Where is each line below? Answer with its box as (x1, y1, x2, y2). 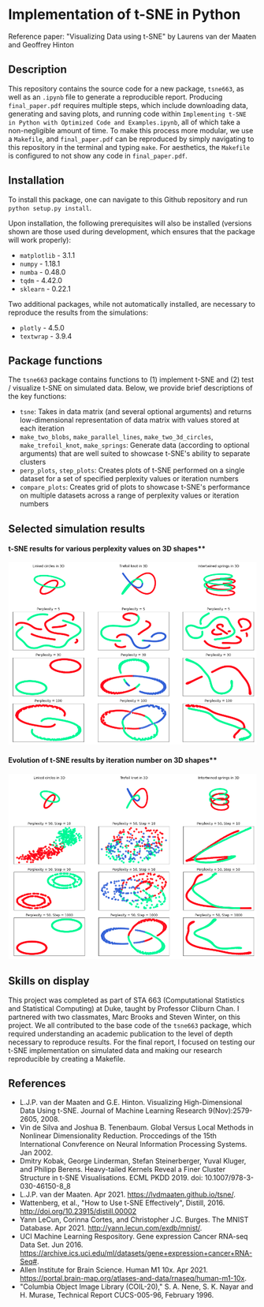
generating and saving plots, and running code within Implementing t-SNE (8, 109, 247, 118)
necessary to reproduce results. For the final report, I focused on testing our (8, 1037, 255, 1047)
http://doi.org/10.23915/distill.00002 (19, 1207, 137, 1216)
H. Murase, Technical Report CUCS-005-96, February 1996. (19, 1290, 214, 1300)
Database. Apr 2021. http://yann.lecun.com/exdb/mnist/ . (19, 1223, 203, 1233)
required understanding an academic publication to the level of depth (8, 1029, 233, 1038)
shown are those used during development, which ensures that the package (8, 226, 255, 236)
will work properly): (8, 235, 71, 245)
